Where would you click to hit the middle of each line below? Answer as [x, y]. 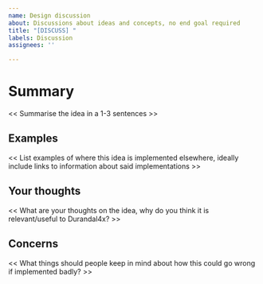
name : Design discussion [49, 16]
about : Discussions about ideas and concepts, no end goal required [124, 23]
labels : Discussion [41, 38]
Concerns [33, 244]
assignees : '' [32, 45]
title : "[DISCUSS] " [43, 30]
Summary [41, 91]
